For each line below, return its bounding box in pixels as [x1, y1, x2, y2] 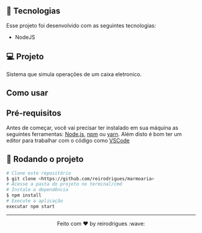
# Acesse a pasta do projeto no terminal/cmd [6, 181, 122, 187]
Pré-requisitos [6, 108, 62, 119]
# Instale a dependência [6, 187, 69, 193]
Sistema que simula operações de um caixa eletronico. [6, 70, 142, 78]
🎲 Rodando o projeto [6, 154, 84, 165]
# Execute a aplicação [6, 198, 63, 204]
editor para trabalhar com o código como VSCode [6, 137, 130, 144]
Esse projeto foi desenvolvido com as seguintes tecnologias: [6, 22, 156, 29]
